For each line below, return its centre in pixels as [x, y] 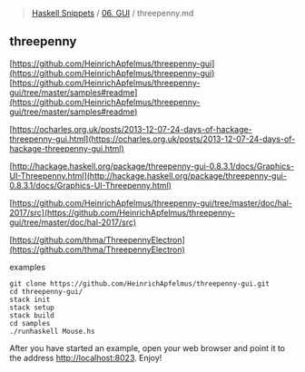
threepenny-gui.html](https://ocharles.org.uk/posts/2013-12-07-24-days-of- [152, 139]
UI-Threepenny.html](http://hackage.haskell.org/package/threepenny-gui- [148, 175]
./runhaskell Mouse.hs [52, 331]
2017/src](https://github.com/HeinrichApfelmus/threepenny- [123, 212]
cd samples [30, 323]
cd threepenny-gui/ [46, 291]
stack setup [32, 308]
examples [28, 267]
